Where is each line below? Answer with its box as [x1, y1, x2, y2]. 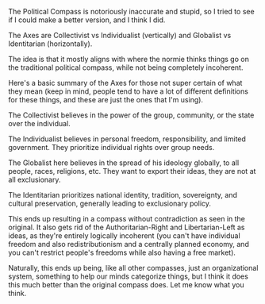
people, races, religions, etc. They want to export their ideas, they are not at [8, 167, 256, 175]
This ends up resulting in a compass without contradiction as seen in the [8, 214, 246, 223]
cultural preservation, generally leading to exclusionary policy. [8, 198, 212, 208]
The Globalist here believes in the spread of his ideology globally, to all [8, 158, 240, 167]
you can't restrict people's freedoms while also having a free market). [8, 248, 236, 257]
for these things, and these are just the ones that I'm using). [8, 95, 204, 104]
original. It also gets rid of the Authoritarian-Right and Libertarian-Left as [8, 222, 245, 232]
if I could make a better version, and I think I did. [8, 15, 166, 25]
